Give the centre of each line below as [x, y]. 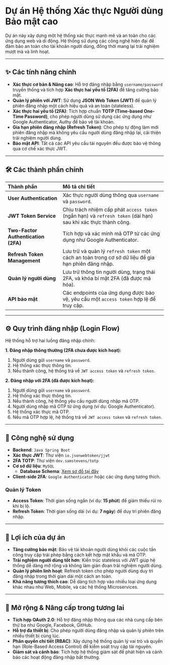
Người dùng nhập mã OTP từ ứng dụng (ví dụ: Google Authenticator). [84, 406]
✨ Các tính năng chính [41, 72]
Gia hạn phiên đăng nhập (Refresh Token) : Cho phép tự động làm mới [86, 127]
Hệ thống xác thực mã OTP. [41, 412]
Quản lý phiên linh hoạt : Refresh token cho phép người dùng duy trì [83, 571]
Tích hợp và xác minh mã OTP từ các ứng [111, 233]
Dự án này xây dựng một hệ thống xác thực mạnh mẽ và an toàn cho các [80, 35]
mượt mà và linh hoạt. [28, 51]
